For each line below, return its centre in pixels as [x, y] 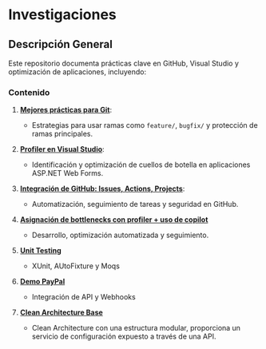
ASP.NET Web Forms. [67, 173]
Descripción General [61, 44]
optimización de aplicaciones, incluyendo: [77, 72]
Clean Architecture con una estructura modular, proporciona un [136, 328]
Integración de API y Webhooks [83, 297]
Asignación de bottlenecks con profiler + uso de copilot [114, 220]
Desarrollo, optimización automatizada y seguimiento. [120, 235]
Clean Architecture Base [62, 312]
